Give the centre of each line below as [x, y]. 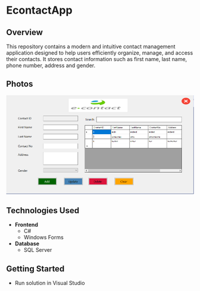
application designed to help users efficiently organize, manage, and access [100, 53]
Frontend [26, 225]
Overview [25, 32]
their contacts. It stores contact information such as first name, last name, [97, 59]
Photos [20, 84]
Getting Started [35, 269]
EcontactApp [39, 10]
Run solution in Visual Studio [50, 283]
